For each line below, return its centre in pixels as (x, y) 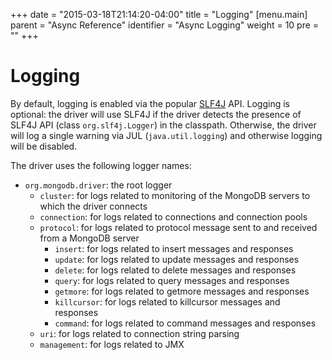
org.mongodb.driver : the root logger (98, 185)
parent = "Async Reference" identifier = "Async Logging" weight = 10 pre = (165, 25)
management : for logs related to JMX (112, 344)
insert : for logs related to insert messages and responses (174, 248)
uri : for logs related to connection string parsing (139, 333)
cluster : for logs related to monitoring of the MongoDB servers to (175, 195)
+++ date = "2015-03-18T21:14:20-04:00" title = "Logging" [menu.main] (159, 14)
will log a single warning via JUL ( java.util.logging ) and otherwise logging (166, 135)
